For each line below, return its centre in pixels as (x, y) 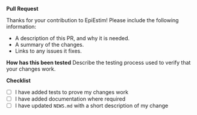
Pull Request (22, 9)
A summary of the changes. (49, 45)
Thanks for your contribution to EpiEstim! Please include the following (92, 20)
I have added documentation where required (70, 99)
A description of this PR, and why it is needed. (72, 38)
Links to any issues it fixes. (48, 51)
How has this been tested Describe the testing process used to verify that (98, 63)
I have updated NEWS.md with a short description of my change (92, 106)
